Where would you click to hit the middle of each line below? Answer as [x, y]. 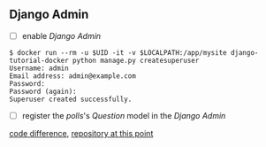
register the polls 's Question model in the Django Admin [124, 115]
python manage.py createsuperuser [136, 60]
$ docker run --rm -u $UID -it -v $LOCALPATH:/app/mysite [118, 52]
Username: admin [39, 68]
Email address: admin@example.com [73, 76]
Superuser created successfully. [71, 99]
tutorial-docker [39, 60]
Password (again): [43, 91]
